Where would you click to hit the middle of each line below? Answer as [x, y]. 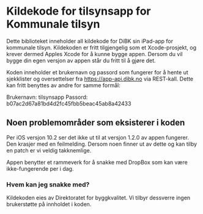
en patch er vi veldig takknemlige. [49, 150]
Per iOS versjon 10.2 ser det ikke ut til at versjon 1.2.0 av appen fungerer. [98, 137]
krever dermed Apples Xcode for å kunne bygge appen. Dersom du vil [94, 54]
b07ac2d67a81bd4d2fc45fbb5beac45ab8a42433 [69, 103]
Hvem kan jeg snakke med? [48, 184]
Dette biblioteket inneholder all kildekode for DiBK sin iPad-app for [90, 41]
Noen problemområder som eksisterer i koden [96, 123]
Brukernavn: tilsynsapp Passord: [47, 97]
